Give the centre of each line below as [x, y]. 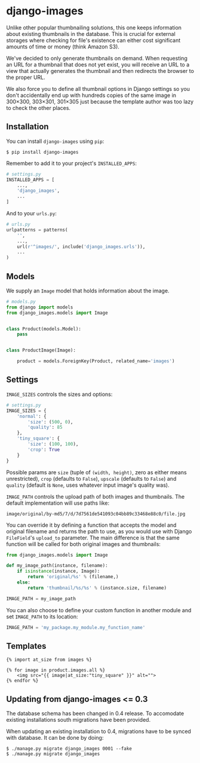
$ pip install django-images [42, 152]
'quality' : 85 [45, 428]
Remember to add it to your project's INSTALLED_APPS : [72, 163]
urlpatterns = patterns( [37, 230]
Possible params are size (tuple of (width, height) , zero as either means [96, 472]
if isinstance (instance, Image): [59, 571]
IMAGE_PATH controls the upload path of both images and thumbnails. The [96, 496]
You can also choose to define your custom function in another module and [99, 610]
